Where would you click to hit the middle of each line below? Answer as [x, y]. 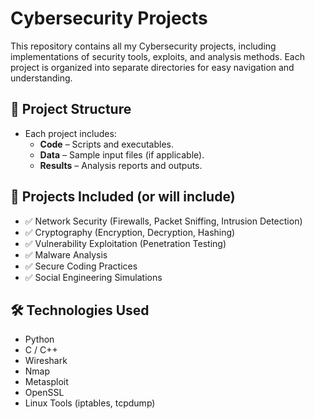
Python [39, 339]
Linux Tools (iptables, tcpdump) [90, 403]
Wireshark [46, 361]
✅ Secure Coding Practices [81, 266]
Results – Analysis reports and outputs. [121, 165]
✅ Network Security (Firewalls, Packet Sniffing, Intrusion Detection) [163, 221]
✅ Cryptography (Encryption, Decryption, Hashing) [130, 232]
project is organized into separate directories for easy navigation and [152, 67]
